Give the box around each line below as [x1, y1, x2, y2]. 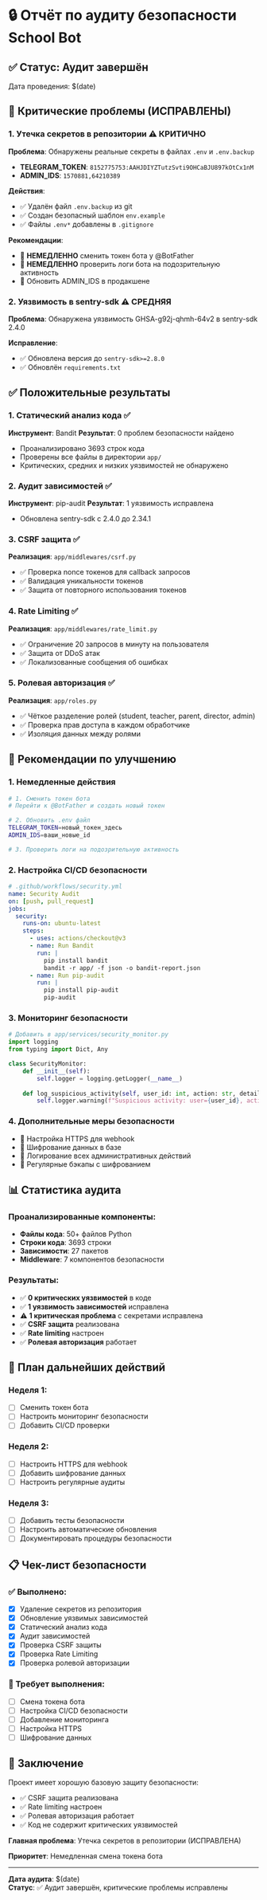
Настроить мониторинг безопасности [19, 1411, 149, 1421]
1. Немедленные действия [8, 776, 117, 787]
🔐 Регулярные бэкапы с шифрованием [19, 1159, 151, 1168]
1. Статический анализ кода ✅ [8, 410, 131, 421]
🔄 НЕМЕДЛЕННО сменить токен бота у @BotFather [19, 250, 195, 260]
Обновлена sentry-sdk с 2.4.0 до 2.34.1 [19, 513, 152, 523]
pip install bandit [43, 956, 109, 964]
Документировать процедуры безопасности [19, 1533, 172, 1543]
